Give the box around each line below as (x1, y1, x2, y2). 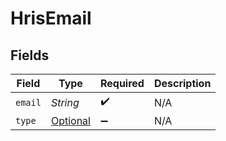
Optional (50, 114, 91, 127)
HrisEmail (10, 7, 92, 30)
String (50, 95, 80, 109)
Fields (10, 47, 50, 64)
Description (153, 77, 212, 90)
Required (99, 77, 145, 90)
